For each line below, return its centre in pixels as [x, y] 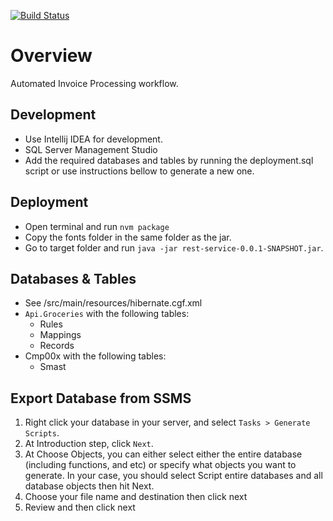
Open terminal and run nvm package [97, 226]
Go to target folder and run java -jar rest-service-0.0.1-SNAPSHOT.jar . [174, 247]
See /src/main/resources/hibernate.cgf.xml [113, 303]
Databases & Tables [73, 278]
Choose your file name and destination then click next [136, 497]
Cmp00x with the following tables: [95, 356]
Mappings [60, 335]
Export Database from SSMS [101, 398]
